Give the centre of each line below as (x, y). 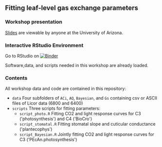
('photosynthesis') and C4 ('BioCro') (56, 119)
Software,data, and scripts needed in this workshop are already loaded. (77, 65)
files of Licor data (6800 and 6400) (47, 103)
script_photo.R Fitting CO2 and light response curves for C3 (80, 114)
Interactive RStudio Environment (44, 45)
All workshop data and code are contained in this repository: (66, 89)
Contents (16, 78)
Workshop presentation (34, 22)
